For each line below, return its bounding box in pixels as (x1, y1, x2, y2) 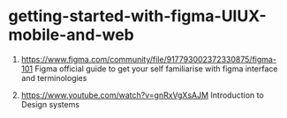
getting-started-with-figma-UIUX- (8, 6, 267, 26)
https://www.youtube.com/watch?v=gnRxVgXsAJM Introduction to (20, 90, 264, 100)
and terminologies (20, 72, 87, 83)
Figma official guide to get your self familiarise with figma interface (34, 63, 278, 74)
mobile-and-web (8, 25, 134, 45)
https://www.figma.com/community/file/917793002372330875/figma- (20, 54, 277, 64)
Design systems (20, 99, 80, 109)
